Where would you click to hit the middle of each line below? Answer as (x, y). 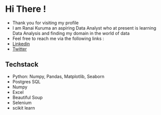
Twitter (20, 49)
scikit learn (24, 108)
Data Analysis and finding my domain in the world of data (71, 33)
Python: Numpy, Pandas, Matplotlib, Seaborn (58, 76)
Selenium (22, 103)
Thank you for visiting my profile (45, 23)
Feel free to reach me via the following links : (58, 38)
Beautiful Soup (28, 97)
